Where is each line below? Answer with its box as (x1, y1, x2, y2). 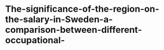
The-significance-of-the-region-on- (5, 3, 160, 15)
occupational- (5, 35, 65, 46)
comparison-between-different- (5, 25, 142, 35)
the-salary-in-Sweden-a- (5, 14, 113, 25)
